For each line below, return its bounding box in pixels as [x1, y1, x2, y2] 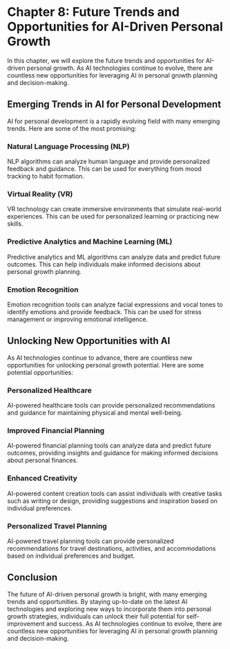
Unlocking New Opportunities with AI [7, 335, 171, 347]
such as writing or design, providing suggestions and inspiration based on [7, 496, 218, 505]
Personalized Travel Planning [7, 521, 107, 531]
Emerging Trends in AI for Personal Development [7, 98, 222, 111]
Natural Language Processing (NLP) [7, 141, 130, 151]
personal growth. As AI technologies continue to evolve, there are [26, 64, 213, 72]
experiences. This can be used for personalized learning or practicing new [7, 212, 220, 221]
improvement [7, 619, 45, 628]
